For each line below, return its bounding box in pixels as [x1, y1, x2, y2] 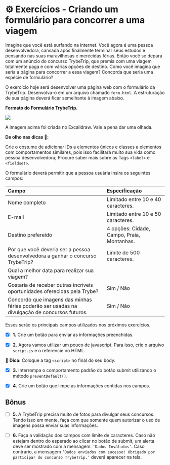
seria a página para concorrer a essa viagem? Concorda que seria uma [5, 69, 153, 75]
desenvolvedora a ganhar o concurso [8, 252, 97, 259]
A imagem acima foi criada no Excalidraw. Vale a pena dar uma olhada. [5, 124, 153, 130]
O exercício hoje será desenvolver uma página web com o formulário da [5, 84, 155, 90]
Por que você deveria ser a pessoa [8, 246, 91, 253]
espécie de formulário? [5, 74, 54, 80]
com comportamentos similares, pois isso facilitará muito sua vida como [5, 149, 156, 155]
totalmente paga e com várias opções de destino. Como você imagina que [5, 63, 160, 70]
